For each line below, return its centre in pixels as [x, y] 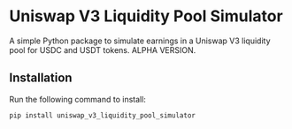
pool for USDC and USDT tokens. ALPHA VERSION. [103, 49]
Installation [41, 78]
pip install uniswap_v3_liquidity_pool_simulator [103, 115]
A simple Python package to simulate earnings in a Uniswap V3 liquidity [140, 41]
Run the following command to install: [77, 99]
